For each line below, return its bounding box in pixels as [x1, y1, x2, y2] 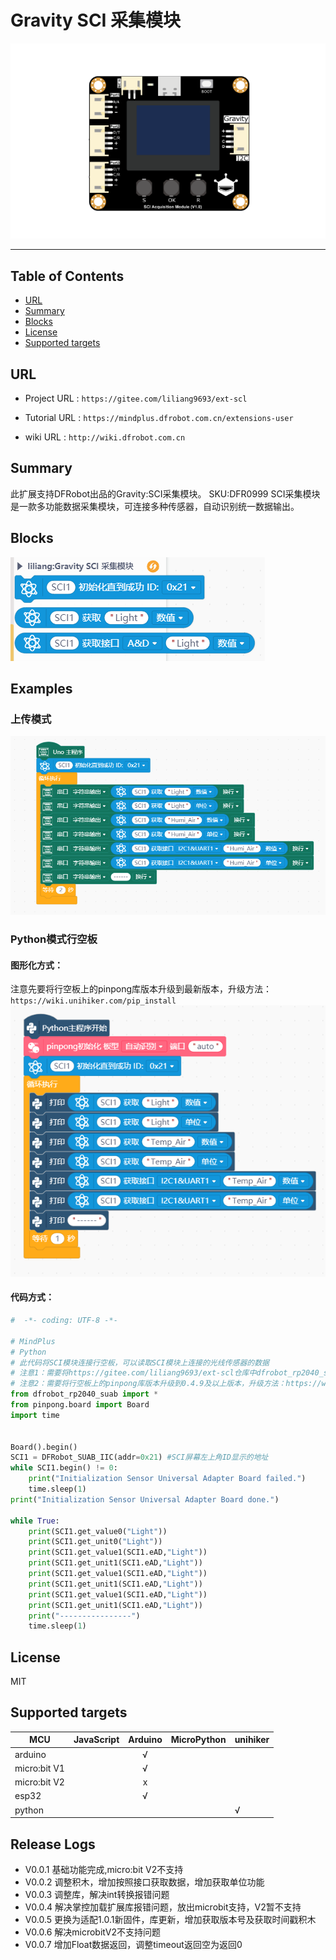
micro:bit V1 [14, 1762, 65, 1774]
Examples [10, 681, 73, 698]
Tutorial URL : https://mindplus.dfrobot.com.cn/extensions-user [24, 412, 294, 424]
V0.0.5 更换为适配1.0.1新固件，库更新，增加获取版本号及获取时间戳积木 [24, 1913, 317, 1925]
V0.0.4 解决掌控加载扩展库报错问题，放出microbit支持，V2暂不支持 [24, 1901, 302, 1913]
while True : [10, 1516, 60, 1526]
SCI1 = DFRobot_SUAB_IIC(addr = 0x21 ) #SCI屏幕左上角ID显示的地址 [10, 1452, 269, 1463]
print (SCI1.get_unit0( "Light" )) [28, 1537, 163, 1547]
